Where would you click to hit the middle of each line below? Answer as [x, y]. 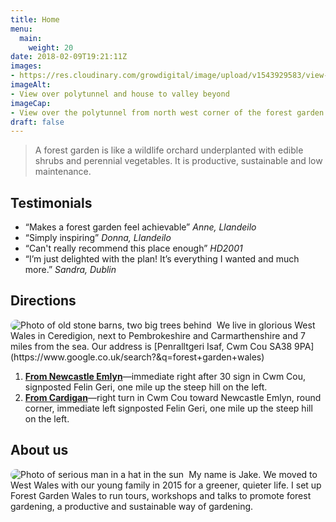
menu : [21, 29]
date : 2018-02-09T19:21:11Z [69, 57]
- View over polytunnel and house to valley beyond [120, 94]
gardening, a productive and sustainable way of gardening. [132, 506]
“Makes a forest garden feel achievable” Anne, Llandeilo [140, 227]
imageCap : [31, 103]
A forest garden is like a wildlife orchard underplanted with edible [169, 150]
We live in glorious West [266, 325]
